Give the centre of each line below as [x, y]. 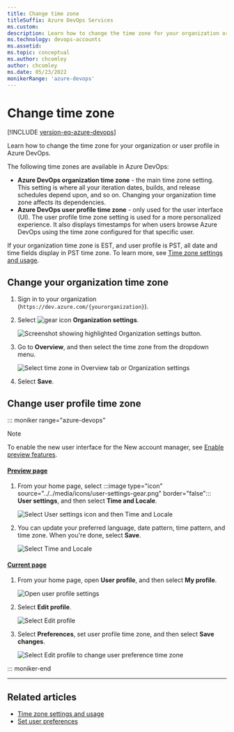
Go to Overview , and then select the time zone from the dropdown [113, 347]
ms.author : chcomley [37, 59]
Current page [27, 565]
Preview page [28, 471]
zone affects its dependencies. [62, 202]
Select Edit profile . [44, 607]
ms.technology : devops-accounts [54, 40]
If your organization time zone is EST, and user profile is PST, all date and [112, 245]
